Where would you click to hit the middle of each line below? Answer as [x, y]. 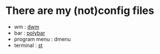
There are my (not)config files [80, 11]
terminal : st [28, 45]
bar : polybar [29, 33]
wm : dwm [26, 27]
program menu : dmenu [42, 39]
